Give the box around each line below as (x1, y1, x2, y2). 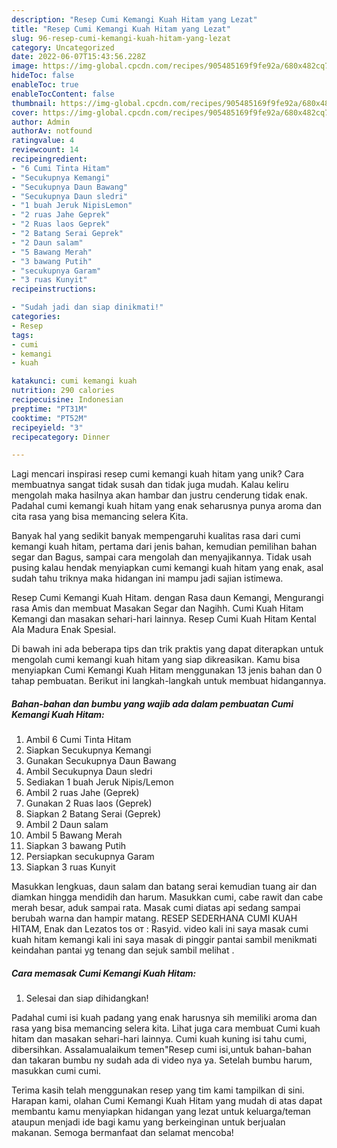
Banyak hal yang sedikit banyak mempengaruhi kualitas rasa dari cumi (11, 530, 301, 542)
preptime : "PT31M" (11, 404, 88, 414)
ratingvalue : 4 (11, 136, 75, 146)
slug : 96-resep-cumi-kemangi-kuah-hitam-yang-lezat (11, 33, 231, 43)
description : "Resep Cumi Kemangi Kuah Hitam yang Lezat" (11, 14, 258, 25)
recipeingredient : (11, 154, 88, 164)
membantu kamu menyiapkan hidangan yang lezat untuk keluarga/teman (11, 1106, 311, 1118)
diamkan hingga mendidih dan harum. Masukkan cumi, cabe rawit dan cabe (11, 891, 324, 903)
